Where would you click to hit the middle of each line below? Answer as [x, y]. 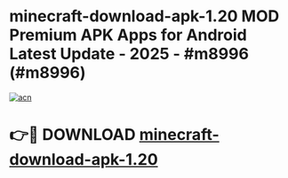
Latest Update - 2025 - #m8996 [129, 54]
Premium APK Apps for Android [128, 35]
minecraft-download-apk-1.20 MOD [144, 16]
